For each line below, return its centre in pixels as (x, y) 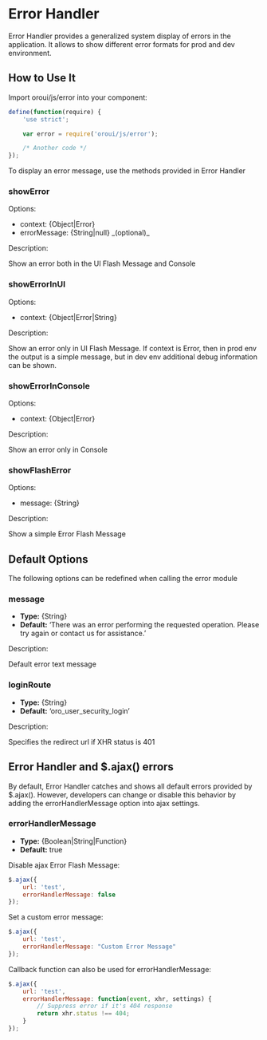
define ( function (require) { (55, 112)
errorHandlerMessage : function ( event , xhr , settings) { (118, 998)
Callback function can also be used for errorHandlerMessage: (110, 969)
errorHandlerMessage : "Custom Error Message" (100, 947)
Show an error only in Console (58, 450)
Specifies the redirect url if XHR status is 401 (82, 741)
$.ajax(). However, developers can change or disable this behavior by (122, 794)
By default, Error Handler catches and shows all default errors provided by (130, 786)
